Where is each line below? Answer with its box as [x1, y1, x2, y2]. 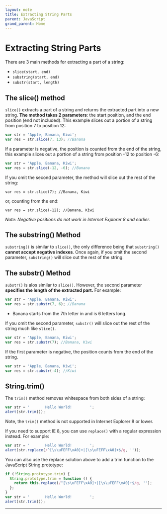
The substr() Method [5, 269, 71, 277]
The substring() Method [5, 231, 81, 239]
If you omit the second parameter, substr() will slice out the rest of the [5, 320, 150, 326]
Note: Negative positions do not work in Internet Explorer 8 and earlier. [5, 216, 151, 222]
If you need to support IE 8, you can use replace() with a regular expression [5, 428, 162, 434]
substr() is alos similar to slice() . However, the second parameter [5, 282, 143, 288]
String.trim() [5, 382, 45, 390]
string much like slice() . [5, 325, 56, 331]
